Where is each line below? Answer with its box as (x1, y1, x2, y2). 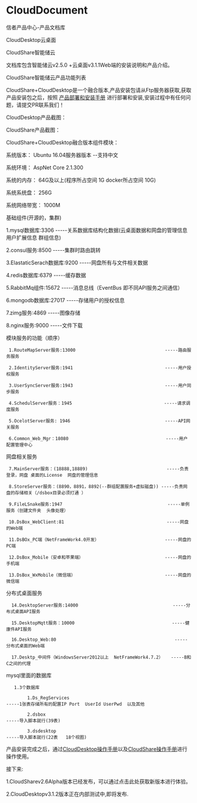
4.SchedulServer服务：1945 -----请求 (8, 400, 186, 406)
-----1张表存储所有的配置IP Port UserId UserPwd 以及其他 (6, 701, 145, 707)
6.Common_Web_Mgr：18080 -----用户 (8, 435, 188, 441)
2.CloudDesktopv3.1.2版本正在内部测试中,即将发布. (6, 790, 129, 797)
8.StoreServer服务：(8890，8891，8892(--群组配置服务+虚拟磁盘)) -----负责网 (8, 483, 188, 490)
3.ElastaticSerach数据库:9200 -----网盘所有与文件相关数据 (6, 259, 148, 266)
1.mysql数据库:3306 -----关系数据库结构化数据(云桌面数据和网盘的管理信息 (6, 227, 188, 234)
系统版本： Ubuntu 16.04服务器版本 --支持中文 (6, 151, 119, 158)
